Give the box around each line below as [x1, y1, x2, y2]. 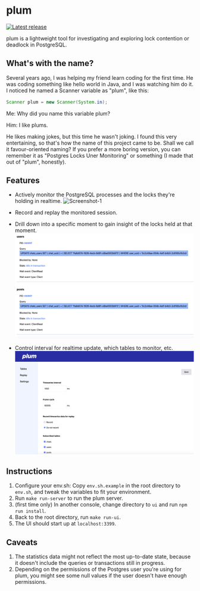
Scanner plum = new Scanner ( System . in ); [6, 99, 108, 105]
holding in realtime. [14, 198, 62, 205]
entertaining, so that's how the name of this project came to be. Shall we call [6, 139, 194, 146]
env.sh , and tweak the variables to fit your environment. [14, 489, 152, 496]
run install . [14, 507, 46, 515]
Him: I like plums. [6, 121, 48, 129]
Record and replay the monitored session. [14, 209, 118, 216]
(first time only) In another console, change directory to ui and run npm [14, 501, 187, 508]
